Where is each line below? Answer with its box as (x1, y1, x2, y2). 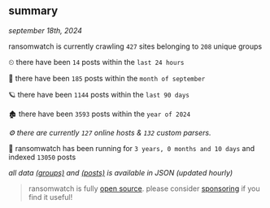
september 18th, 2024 (8, 25, 83, 35)
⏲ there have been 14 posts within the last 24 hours (8, 57, 185, 67)
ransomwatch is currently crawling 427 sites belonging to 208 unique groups (8, 41, 263, 51)
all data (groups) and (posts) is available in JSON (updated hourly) (8, 167, 233, 177)
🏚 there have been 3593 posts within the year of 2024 (8, 109, 191, 119)
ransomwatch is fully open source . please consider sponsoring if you (28, 184, 260, 193)
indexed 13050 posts (8, 152, 76, 162)
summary (8, 4, 59, 18)
